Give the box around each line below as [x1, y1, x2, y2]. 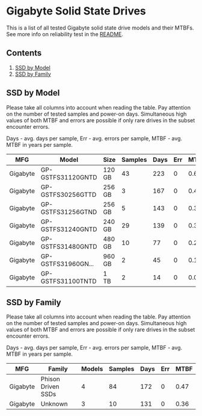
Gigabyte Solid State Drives [6, 4, 146, 18]
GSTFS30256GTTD [40, 190, 97, 199]
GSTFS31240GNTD [40, 225, 97, 233]
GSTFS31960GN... [40, 259, 94, 268]
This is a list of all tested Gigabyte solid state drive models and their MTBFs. [6, 24, 194, 31]
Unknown [40, 400, 68, 408]
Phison [40, 375, 60, 383]
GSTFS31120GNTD [40, 173, 97, 181]
